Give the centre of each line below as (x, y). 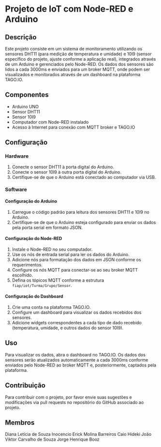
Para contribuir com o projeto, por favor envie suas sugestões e (68, 397)
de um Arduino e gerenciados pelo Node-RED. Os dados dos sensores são (79, 64)
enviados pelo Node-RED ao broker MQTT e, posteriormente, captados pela (80, 365)
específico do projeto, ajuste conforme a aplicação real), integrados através (80, 59)
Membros (20, 423)
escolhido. (22, 275)
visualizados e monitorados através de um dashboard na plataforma (73, 74)
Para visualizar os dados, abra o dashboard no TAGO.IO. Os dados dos (75, 354)
